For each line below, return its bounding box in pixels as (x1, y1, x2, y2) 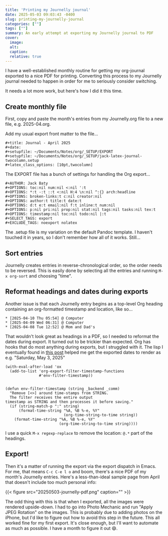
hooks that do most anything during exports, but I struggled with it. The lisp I (5, 344, 163, 350)
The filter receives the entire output (10, 395, 93, 400)
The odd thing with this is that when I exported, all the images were (5, 498, 144, 504)
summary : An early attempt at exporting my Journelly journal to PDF (5, 31, 154, 36)
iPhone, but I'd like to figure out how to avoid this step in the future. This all (5, 514, 160, 520)
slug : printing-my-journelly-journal (5, 17, 84, 22)
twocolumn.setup (5, 158, 39, 163)
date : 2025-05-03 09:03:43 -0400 (5, 12, 75, 17)
